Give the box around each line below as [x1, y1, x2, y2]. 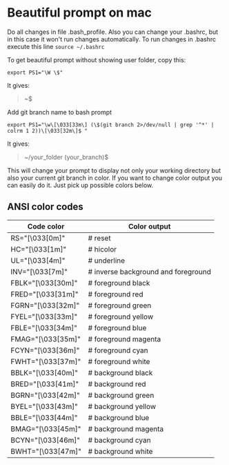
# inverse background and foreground [88, 267, 212, 276]
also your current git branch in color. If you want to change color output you [7, 173, 223, 182]
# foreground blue [88, 323, 147, 332]
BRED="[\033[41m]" [10, 379, 79, 388]
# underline [88, 256, 126, 265]
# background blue [88, 412, 150, 422]
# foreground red [88, 289, 143, 298]
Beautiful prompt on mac [7, 5, 152, 21]
